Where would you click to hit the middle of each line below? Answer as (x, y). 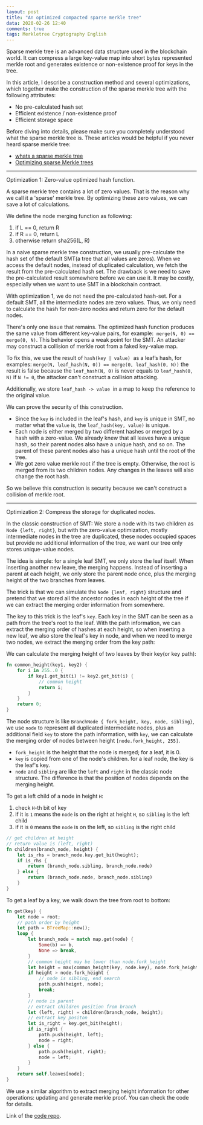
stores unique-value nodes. (40, 550)
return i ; (51, 687)
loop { (25, 934)
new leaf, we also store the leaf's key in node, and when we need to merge (99, 636)
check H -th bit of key (41, 808)
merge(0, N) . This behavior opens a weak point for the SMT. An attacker (96, 340)
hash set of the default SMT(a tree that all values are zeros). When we (93, 259)
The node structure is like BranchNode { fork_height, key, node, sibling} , (100, 721)
